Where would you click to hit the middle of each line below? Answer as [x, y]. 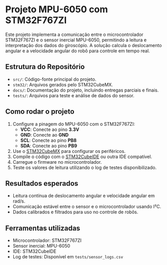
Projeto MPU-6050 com [57, 9]
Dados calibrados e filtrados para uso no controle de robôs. [76, 212]
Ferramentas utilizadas [43, 228]
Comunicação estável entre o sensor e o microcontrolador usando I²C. [87, 207]
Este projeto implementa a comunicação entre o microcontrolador [75, 34]
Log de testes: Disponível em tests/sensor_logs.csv [68, 257]
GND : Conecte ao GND [44, 135]
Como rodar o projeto [40, 112]
